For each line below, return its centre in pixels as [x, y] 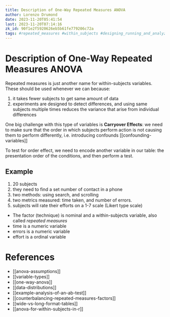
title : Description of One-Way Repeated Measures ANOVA [65, 10]
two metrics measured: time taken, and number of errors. [72, 200]
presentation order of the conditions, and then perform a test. [69, 155]
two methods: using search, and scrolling [55, 194]
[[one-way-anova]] [32, 282]
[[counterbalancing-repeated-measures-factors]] [64, 298]
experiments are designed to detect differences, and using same [80, 104]
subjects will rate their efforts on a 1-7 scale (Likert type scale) [77, 205]
